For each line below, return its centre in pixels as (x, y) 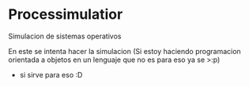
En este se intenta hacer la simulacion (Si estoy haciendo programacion (124, 51)
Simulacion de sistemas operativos (65, 36)
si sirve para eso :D (51, 74)
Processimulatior (66, 14)
